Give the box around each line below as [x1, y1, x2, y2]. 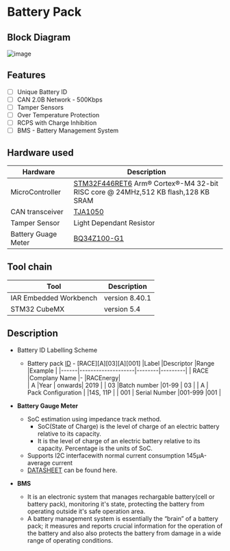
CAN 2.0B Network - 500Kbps [16, 95, 103, 104]
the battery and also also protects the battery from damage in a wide [27, 529, 221, 537]
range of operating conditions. [27, 536, 113, 544]
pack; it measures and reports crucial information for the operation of [27, 521, 223, 530]
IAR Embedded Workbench [10, 293, 98, 303]
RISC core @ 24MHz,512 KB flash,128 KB [73, 187, 210, 196]
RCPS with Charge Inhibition [16, 119, 97, 127]
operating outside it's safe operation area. [27, 507, 146, 515]
